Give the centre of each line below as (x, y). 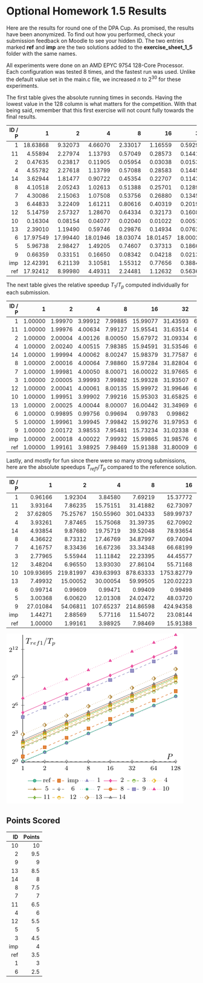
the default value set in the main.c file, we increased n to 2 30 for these (94, 79)
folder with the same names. (42, 53)
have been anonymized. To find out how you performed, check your (91, 34)
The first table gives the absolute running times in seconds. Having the (94, 97)
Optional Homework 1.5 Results (87, 11)
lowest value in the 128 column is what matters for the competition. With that (101, 103)
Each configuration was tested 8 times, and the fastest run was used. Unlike (101, 71)
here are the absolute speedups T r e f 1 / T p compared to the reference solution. (101, 468)
